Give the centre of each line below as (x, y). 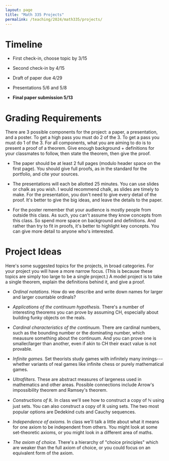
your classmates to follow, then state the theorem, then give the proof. (78, 154)
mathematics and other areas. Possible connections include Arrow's (83, 385)
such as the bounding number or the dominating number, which (79, 333)
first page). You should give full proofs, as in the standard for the (80, 169)
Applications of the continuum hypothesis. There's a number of (78, 307)
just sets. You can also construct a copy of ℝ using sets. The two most (86, 406)
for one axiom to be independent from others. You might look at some (85, 427)
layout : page (19, 10)
